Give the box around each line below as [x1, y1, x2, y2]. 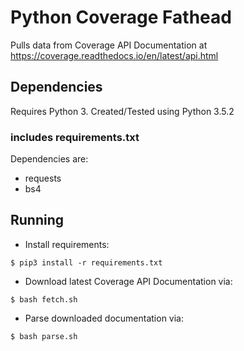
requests [24, 172, 62, 185]
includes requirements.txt [10, 130, 140, 144]
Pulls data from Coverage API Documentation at [10, 39, 208, 51]
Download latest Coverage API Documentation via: [24, 275, 233, 287]
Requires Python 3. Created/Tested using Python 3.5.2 [10, 105, 235, 117]
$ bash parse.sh [10, 331, 78, 341]
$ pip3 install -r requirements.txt [10, 257, 163, 268]
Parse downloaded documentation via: [24, 312, 185, 324]
